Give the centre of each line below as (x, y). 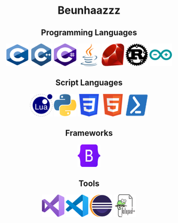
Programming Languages (89, 33)
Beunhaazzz (89, 10)
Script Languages (89, 83)
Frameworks (89, 133)
